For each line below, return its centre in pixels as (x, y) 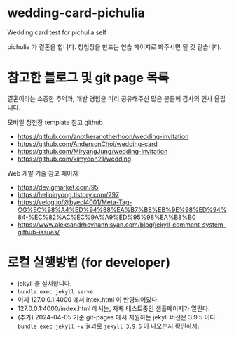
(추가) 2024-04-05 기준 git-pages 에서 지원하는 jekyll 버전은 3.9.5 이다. (117, 317)
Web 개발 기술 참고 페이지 (43, 173)
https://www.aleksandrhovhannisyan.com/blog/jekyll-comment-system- (122, 224)
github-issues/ (38, 232)
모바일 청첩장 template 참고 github (55, 122)
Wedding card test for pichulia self (57, 32)
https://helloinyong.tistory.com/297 (68, 194)
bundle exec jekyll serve (55, 292)
